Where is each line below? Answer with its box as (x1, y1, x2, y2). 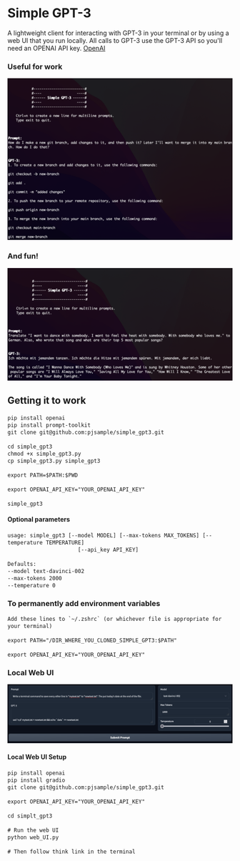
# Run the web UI (7, 827, 59, 834)
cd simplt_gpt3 (7, 812, 53, 820)
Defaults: (7, 560, 37, 567)
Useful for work (7, 61, 63, 71)
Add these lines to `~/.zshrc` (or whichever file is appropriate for (7, 616, 222, 623)
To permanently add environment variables (7, 598, 161, 608)
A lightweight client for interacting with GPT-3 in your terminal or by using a (7, 29, 230, 37)
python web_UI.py (7, 834, 59, 841)
